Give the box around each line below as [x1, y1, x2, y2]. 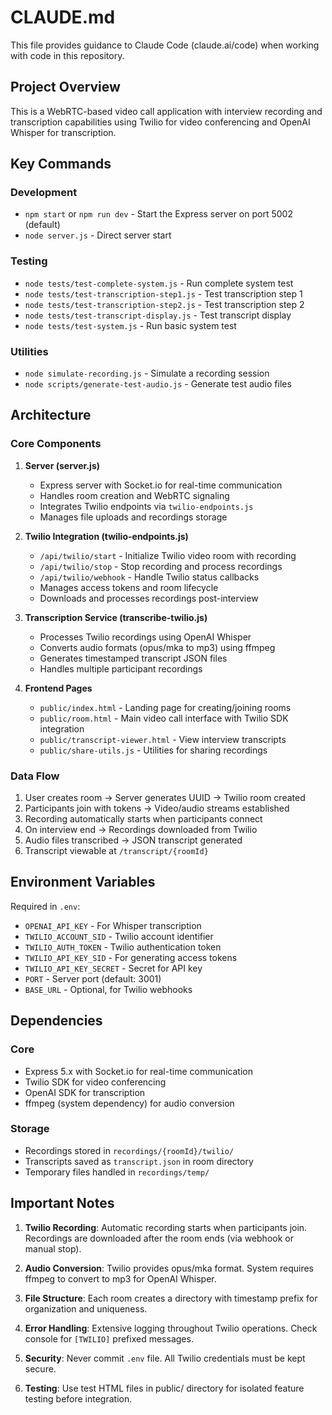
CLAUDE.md [10, 6, 116, 29]
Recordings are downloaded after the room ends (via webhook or [24, 1232, 294, 1244]
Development [10, 186, 78, 200]
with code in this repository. [10, 49, 125, 61]
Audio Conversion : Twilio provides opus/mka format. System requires [24, 1262, 315, 1274]
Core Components [10, 437, 102, 451]
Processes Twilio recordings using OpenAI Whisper [39, 631, 252, 643]
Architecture [10, 407, 92, 424]
